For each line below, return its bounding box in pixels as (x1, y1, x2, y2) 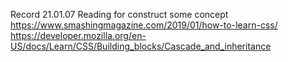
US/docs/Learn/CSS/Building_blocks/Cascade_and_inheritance (10, 40, 272, 52)
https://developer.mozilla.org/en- (10, 30, 147, 41)
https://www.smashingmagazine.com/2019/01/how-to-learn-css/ (10, 19, 278, 31)
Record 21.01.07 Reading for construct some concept (10, 9, 229, 20)
